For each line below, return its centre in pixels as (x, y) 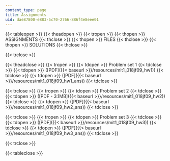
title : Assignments (26, 15)
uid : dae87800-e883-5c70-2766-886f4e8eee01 (52, 19)
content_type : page (26, 10)
